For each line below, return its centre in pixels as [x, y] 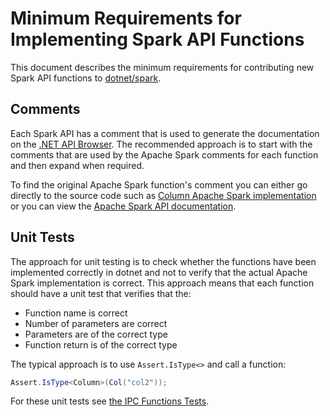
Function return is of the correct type [101, 344]
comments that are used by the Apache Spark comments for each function [164, 154]
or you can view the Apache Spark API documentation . [123, 206]
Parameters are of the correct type [96, 334]
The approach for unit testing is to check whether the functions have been [163, 261]
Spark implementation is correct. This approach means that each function [162, 283]
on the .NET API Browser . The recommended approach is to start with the [161, 144]
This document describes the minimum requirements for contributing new [162, 67]
